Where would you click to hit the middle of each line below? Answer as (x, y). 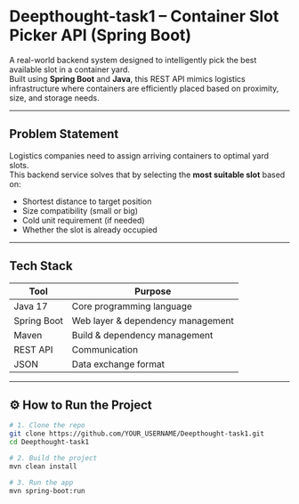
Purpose (153, 291)
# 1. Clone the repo (48, 426)
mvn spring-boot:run (48, 491)
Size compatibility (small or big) (80, 210)
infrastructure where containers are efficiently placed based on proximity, (144, 88)
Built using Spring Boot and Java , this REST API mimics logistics (128, 78)
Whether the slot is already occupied (89, 230)
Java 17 (31, 306)
